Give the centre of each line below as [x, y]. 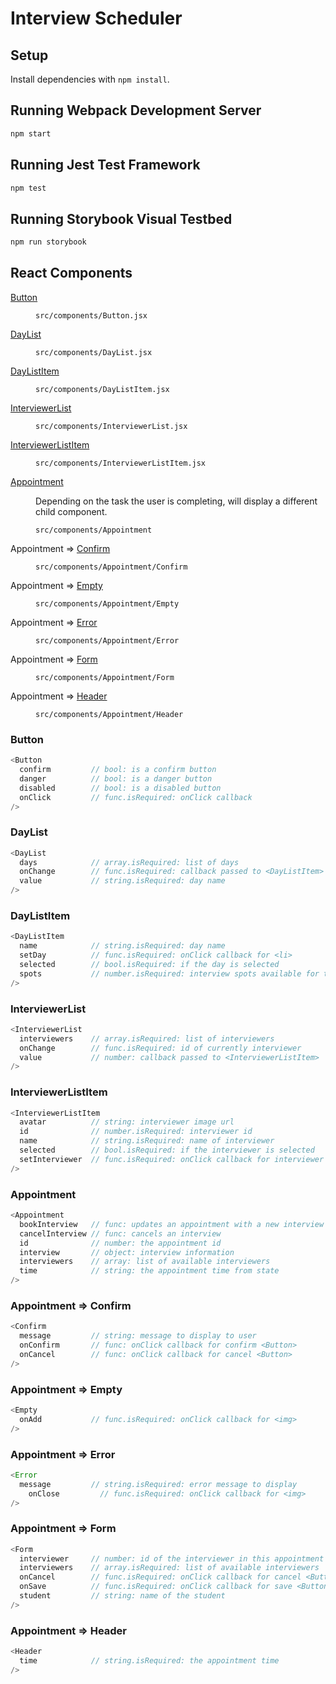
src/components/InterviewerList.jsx [111, 426]
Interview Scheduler [96, 18]
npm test [28, 188]
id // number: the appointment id [120, 1243]
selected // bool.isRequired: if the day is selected [149, 965]
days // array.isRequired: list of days [129, 862]
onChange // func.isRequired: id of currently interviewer [160, 1048]
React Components [71, 273]
